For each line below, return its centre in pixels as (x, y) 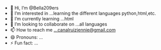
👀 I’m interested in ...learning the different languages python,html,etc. (83, 13)
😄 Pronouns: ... (27, 37)
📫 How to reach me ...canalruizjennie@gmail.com (63, 30)
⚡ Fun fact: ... (24, 43)
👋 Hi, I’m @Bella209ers (34, 8)
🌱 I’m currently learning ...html (42, 19)
